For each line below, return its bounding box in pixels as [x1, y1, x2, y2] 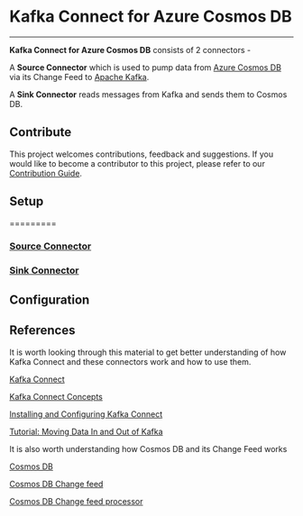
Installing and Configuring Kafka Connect [9, 408, 163, 420]
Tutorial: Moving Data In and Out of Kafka [9, 426, 163, 437]
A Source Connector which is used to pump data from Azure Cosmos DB [9, 61, 282, 73]
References [9, 322, 76, 339]
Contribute [9, 124, 72, 140]
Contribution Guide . [9, 167, 83, 178]
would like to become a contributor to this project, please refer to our [9, 158, 266, 168]
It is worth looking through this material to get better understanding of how [9, 347, 287, 358]
